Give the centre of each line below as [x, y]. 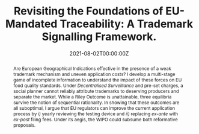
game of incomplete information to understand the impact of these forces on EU [97, 80]
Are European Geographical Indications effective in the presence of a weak [92, 69]
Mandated [31, 24]
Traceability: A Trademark [127, 24]
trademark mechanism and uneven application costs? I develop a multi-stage [94, 74]
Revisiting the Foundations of [88, 11]
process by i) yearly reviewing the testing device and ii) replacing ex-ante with [96, 114]
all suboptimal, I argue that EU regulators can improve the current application [94, 108]
